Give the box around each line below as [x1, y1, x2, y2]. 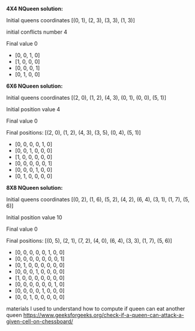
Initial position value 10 [6, 214, 62, 221]
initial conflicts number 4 [6, 28, 68, 35]
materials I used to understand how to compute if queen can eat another [6, 305, 185, 312]
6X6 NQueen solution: [6, 82, 63, 90]
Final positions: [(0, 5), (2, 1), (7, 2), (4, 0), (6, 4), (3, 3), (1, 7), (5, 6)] [6, 237, 172, 244]
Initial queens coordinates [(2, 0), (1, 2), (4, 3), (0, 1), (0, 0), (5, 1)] [6, 94, 167, 101]
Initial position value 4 [6, 106, 61, 113]
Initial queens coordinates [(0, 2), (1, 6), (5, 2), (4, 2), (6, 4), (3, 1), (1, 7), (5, [6, 196, 190, 203]
